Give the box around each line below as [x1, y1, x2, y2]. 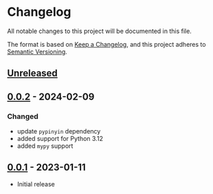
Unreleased [7, 67, 58, 79]
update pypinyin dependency [16, 127, 101, 136]
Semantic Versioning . [7, 47, 67, 56]
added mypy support [16, 142, 74, 150]
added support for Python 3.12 [16, 135, 103, 143]
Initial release [16, 180, 55, 188]
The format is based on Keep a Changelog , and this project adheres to [7, 40, 206, 48]
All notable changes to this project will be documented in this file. [7, 27, 192, 35]
